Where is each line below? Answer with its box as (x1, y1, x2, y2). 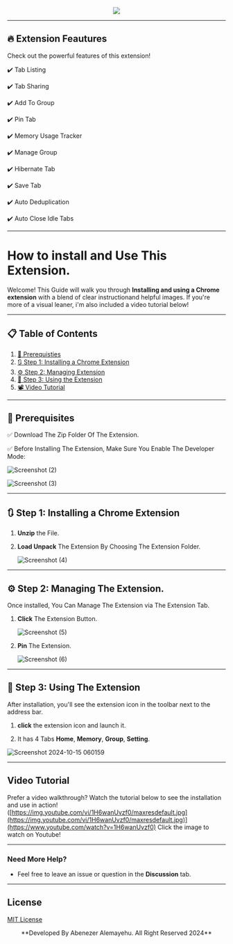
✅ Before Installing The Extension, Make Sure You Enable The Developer (7, 445, 215, 453)
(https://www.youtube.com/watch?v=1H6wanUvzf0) (7, 823, 156, 831)
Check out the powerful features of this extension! (7, 52, 151, 60)
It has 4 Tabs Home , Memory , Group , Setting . (17, 734, 150, 743)
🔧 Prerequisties (17, 349, 61, 358)
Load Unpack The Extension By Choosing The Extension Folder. (17, 542, 201, 551)
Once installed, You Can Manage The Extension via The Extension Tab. (7, 601, 210, 609)
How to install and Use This (7, 248, 167, 263)
